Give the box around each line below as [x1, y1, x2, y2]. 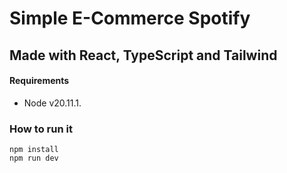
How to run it [9, 122, 73, 136]
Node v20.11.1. [23, 97, 82, 109]
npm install [9, 145, 59, 155]
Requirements [9, 75, 70, 87]
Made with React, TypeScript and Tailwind [9, 47, 278, 64]
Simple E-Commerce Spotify [9, 7, 251, 30]
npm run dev [9, 153, 59, 164]
